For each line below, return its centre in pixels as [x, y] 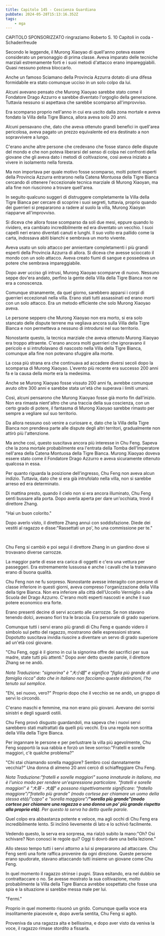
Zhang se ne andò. [25, 663]
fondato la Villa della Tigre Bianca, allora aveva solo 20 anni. [66, 117]
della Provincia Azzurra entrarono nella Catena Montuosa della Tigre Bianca [82, 177]
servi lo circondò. [23, 698]
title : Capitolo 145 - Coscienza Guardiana [51, 10]
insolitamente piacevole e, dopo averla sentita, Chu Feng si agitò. [71, 914]
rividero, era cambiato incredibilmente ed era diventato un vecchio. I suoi [80, 228]
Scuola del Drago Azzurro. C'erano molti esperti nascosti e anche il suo [78, 597]
